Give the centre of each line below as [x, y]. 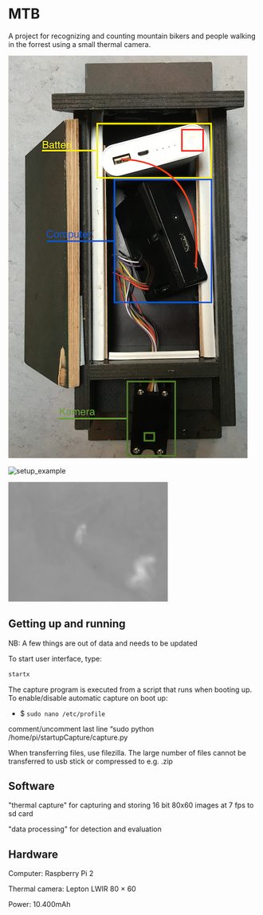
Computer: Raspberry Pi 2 [51, 874]
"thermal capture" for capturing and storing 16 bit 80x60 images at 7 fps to [131, 805]
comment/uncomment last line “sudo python [81, 728]
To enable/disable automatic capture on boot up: [88, 697]
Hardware [33, 854]
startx [19, 674]
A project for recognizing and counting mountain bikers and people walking [132, 36]
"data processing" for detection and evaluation [85, 829]
